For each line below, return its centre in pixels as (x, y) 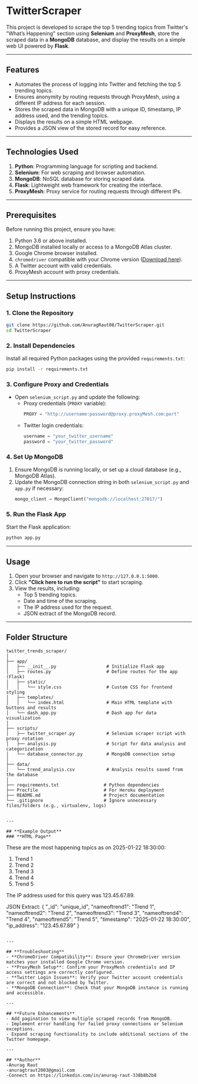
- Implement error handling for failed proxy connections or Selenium (95, 1024)
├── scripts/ (22, 728)
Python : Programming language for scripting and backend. (86, 166)
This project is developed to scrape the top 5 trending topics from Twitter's (97, 27)
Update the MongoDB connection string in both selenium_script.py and (102, 482)
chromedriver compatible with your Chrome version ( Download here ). (98, 260)
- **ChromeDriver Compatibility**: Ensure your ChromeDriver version (93, 957)
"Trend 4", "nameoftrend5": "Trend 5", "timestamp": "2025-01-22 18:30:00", (98, 919)
